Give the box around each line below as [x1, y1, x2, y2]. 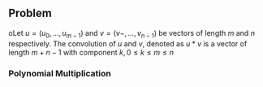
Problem [8, 7, 53, 20]
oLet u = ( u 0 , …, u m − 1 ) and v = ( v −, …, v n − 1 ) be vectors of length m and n [8, 28, 256, 40]
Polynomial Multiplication [8, 67, 111, 79]
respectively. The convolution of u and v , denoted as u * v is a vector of [8, 38, 248, 48]
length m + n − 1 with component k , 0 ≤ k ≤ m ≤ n [8, 47, 175, 57]
